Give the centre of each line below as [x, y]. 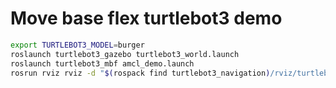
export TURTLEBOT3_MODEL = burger [77, 45]
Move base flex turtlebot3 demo [146, 18]
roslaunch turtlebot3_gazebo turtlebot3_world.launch [125, 54]
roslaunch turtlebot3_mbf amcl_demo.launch [102, 63]
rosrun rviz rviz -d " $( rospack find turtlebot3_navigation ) [140, 73]
